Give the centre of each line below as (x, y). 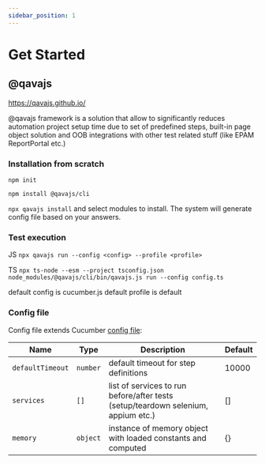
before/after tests (141, 395)
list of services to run (147, 386)
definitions (128, 372)
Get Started (47, 54)
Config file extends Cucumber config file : (75, 330)
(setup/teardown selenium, (159, 406)
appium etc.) (132, 415)
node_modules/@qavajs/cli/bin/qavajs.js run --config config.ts (116, 277)
